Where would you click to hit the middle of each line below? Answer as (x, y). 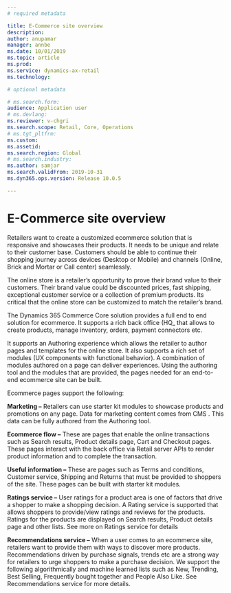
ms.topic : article (33, 58)
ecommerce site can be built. (60, 379)
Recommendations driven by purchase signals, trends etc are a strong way (113, 555)
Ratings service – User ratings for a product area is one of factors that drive (115, 497)
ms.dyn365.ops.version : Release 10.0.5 (64, 179)
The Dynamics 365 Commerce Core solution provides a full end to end (107, 315)
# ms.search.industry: (40, 159)
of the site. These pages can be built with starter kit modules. (94, 484)
